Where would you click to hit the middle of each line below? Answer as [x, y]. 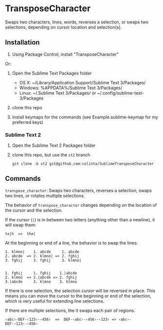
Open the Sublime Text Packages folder [52, 73]
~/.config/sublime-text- [121, 93]
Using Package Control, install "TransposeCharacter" [65, 54]
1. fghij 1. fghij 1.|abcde [41, 273]
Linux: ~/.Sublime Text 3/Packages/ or [58, 93]
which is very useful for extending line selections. [55, 301]
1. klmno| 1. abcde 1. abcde [42, 252]
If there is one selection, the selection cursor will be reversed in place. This [80, 291]
